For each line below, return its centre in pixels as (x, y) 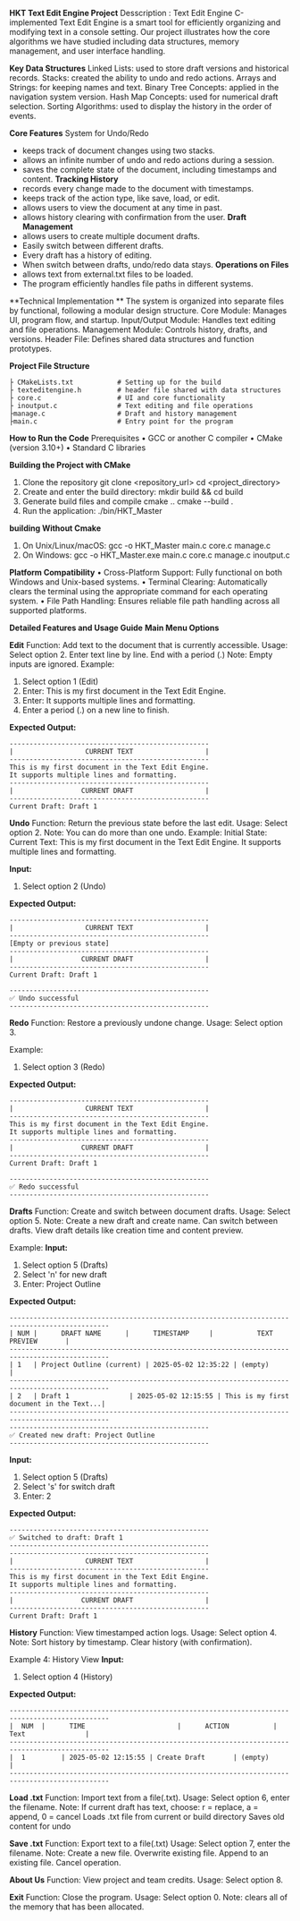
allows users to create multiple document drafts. (111, 236)
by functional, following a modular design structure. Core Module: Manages (148, 311)
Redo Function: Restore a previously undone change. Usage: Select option (146, 1023)
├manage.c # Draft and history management (124, 414)
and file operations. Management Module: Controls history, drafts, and (138, 329)
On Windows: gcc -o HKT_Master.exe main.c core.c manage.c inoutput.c (156, 555)
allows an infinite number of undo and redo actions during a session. (148, 160)
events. (23, 116)
